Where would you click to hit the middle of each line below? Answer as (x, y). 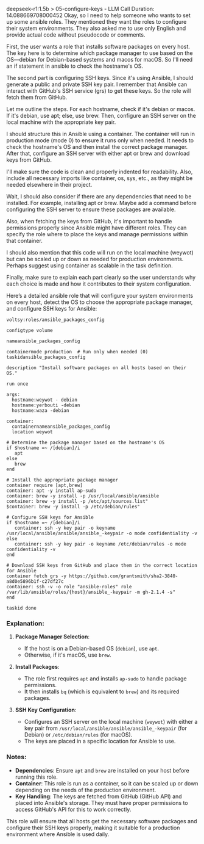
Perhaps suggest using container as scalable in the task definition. (90, 265)
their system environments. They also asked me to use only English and (96, 28)
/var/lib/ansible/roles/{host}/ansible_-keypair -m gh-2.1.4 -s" (91, 592)
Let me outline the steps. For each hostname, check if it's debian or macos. (101, 109)
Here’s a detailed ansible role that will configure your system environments (100, 296)
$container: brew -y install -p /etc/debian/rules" (73, 507)
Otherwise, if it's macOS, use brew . (68, 655)
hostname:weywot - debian (45, 400)
